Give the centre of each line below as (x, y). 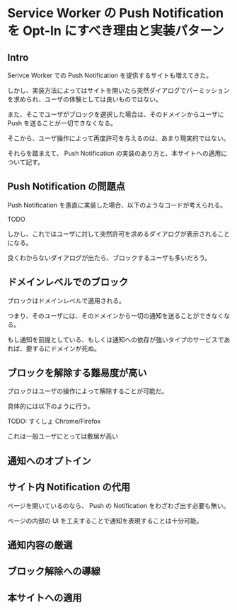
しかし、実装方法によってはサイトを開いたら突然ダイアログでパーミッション (118, 90)
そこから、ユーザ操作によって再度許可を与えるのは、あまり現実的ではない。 (118, 138)
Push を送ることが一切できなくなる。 (62, 123)
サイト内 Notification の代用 (69, 487)
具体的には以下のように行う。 (51, 406)
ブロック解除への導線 (54, 571)
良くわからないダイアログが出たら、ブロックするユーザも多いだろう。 (109, 257)
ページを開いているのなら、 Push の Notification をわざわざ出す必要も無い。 (118, 505)
